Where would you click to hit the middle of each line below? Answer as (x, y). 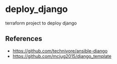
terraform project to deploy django (41, 23)
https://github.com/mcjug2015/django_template (62, 56)
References (24, 39)
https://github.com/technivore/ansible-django (60, 50)
